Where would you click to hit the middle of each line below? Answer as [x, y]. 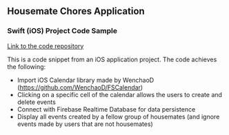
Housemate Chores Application [76, 11]
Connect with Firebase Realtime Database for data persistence [106, 109]
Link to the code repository [46, 46]
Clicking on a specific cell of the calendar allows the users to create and [120, 94]
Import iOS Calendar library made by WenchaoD [86, 80]
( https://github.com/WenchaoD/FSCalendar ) [80, 87]
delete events [37, 102]
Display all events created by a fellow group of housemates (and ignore [118, 116]
